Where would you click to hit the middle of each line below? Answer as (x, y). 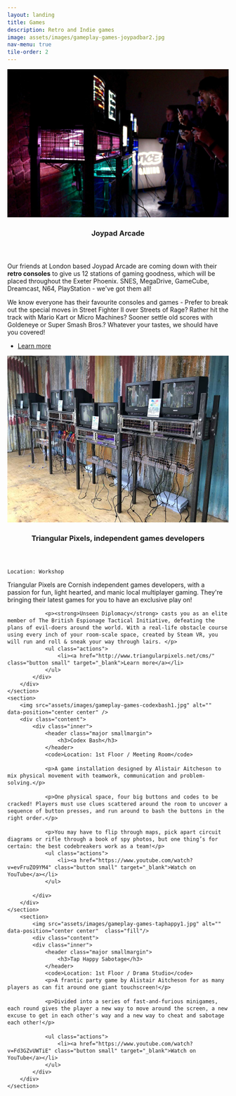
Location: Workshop (36, 571)
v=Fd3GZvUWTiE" (29, 1051)
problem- (193, 776)
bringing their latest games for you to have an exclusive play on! (100, 599)
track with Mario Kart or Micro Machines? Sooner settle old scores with (110, 317)
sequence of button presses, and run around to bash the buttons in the (116, 811)
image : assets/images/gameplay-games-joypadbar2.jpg (86, 37)
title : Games (26, 22)
